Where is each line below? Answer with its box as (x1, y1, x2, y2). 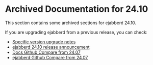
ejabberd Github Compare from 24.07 (12, 54, 88, 60)
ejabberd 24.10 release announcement (12, 44, 90, 50)
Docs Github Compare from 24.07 (12, 49, 81, 55)
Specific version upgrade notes (12, 38, 76, 45)
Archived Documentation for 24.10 (5, 3, 148, 15)
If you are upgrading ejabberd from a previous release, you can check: (5, 29, 148, 35)
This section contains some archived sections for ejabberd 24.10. (5, 20, 136, 26)
